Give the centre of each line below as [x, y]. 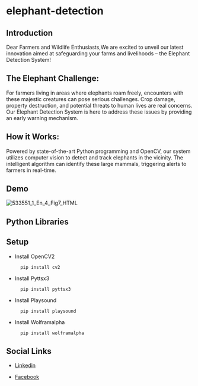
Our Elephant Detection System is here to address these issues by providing [99, 112]
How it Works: [33, 137]
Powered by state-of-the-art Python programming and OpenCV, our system [98, 151]
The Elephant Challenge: [53, 79]
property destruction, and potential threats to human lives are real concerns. [99, 105]
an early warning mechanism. [42, 118]
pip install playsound [48, 311]
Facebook [27, 377]
